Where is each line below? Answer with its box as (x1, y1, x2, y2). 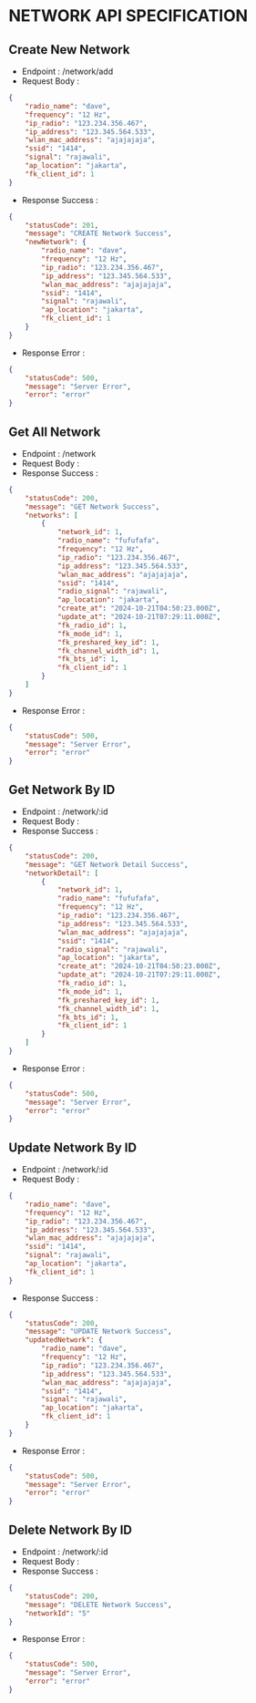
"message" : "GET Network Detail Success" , (25, 860, 189, 869)
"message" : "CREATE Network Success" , (25, 229, 172, 238)
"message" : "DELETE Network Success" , (25, 1600, 172, 1609)
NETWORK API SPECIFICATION (8, 5, 248, 26)
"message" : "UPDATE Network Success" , (25, 1327, 172, 1337)
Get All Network (8, 424, 101, 439)
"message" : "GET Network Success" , (25, 502, 160, 511)
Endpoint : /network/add (21, 66, 114, 77)
